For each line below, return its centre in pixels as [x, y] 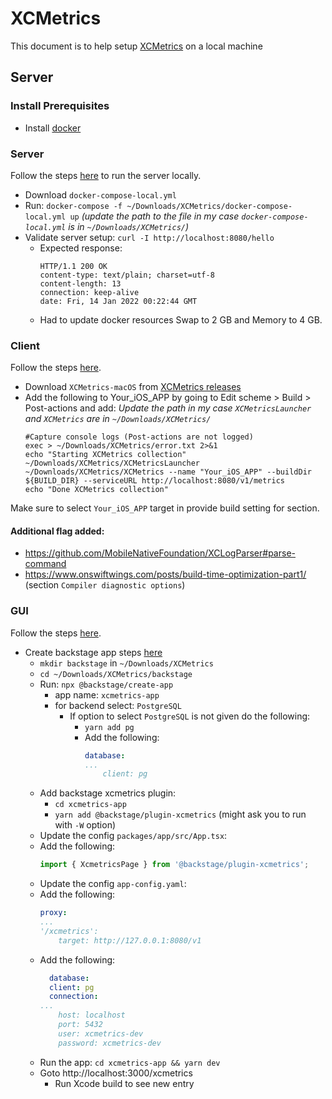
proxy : [53, 913]
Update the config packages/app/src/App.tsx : [133, 836]
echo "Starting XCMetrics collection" [105, 455]
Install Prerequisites [60, 106]
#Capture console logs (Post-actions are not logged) [139, 437]
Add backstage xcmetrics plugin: [108, 793]
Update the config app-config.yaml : [113, 884]
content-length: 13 [80, 283]
